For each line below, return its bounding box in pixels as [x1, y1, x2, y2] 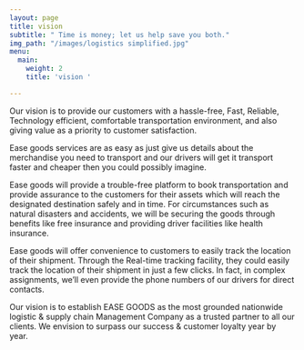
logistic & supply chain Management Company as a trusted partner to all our [9, 311, 295, 322]
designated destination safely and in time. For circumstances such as [9, 198, 269, 209]
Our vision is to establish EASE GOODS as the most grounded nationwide [9, 301, 284, 312]
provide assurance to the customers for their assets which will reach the [9, 188, 280, 200]
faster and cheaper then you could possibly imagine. [9, 161, 207, 173]
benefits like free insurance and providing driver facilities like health [9, 217, 264, 228]
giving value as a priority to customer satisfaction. [9, 125, 198, 135]
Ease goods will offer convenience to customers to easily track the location [9, 245, 291, 255]
